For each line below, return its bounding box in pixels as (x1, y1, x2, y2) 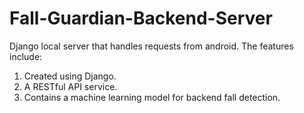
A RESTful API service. (23, 80, 118, 92)
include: (9, 50, 43, 62)
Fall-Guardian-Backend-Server (9, 7, 273, 30)
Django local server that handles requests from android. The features (9, 40, 294, 52)
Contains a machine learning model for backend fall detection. (23, 91, 281, 103)
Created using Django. (23, 70, 117, 82)
